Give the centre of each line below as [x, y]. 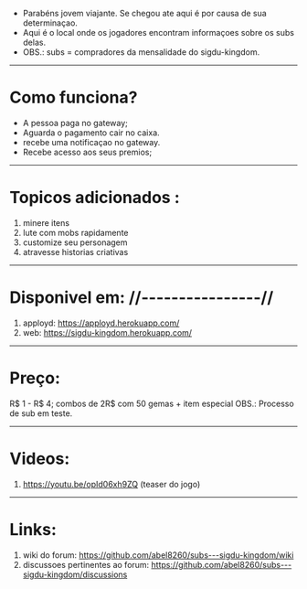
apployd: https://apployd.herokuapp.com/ [101, 323]
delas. [34, 42]
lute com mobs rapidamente [75, 232]
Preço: [35, 378]
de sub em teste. [41, 413]
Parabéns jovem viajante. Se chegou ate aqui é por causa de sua [144, 13]
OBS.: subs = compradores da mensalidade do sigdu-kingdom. [141, 52]
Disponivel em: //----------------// [142, 298]
